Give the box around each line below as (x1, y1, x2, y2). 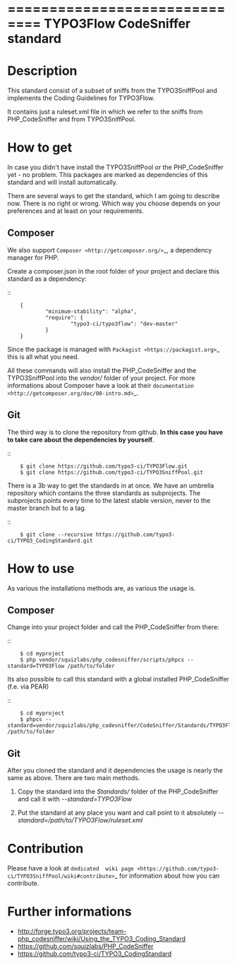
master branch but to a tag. (7, 504, 87, 512)
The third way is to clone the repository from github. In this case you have (7, 427, 224, 436)
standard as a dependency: (7, 274, 87, 283)
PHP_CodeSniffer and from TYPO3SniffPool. (7, 115, 136, 123)
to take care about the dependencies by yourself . (7, 435, 154, 444)
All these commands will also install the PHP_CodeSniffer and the (7, 366, 197, 375)
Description (7, 63, 78, 79)
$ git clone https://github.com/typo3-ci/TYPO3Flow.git (20, 463, 188, 470)
